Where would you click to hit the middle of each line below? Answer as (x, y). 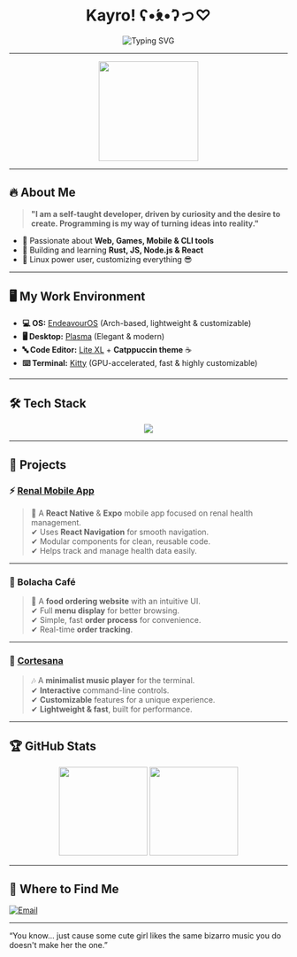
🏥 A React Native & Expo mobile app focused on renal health (142, 513)
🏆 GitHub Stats (53, 747)
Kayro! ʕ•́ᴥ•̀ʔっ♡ (148, 16)
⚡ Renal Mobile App (52, 490)
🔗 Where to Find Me (64, 889)
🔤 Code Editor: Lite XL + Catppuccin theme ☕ (107, 349)
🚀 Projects (38, 465)
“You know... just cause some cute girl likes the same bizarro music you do (145, 936)
